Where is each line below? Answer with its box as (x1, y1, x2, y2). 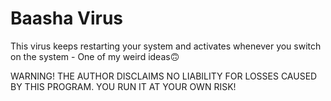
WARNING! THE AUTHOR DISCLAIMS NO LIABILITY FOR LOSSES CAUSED (10, 70, 318, 82)
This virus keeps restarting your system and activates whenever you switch (10, 40, 322, 52)
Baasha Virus (10, 7, 124, 30)
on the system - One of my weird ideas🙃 (10, 50, 180, 62)
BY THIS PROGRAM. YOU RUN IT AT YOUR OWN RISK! (10, 80, 237, 92)
